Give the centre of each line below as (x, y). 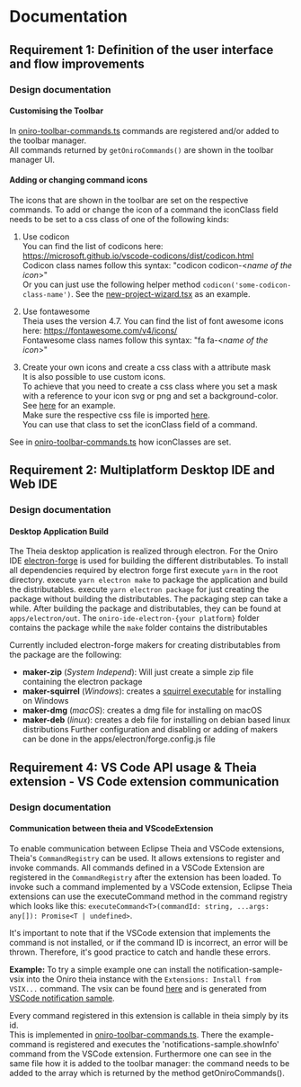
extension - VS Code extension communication (144, 782)
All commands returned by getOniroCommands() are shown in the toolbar (142, 149)
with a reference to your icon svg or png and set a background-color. (150, 395)
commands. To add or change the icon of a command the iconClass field (144, 210)
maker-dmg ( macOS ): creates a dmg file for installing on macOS (142, 710)
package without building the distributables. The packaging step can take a (149, 599)
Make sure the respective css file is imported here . (116, 415)
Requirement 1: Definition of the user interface (142, 50)
